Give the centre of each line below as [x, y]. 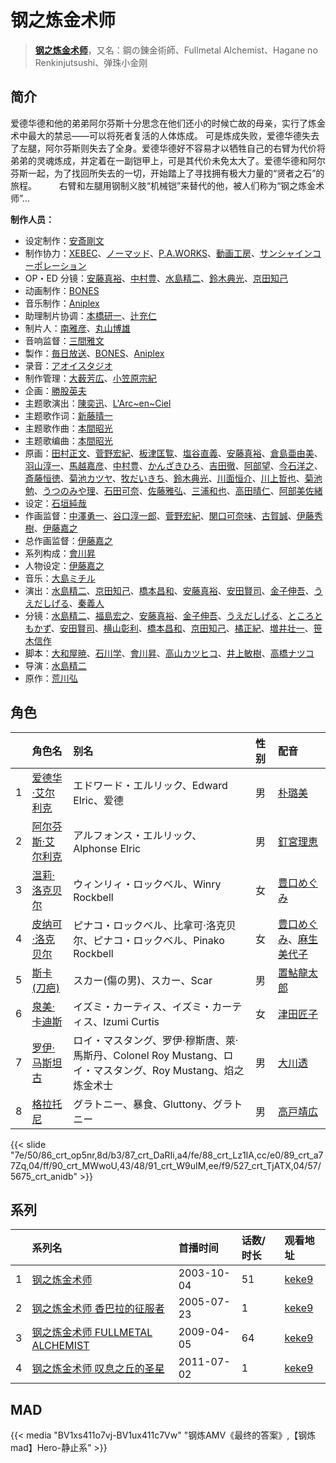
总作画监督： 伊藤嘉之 [68, 540]
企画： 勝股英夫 [55, 390]
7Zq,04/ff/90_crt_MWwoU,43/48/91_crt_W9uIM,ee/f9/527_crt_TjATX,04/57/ [166, 1165]
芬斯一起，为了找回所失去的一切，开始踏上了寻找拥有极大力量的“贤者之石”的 [167, 173]
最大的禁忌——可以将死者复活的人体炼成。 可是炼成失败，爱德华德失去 [173, 135]
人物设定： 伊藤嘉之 [64, 565]
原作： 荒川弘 [51, 678]
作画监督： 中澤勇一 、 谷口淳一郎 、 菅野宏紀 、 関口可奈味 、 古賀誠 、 [160, 515]
